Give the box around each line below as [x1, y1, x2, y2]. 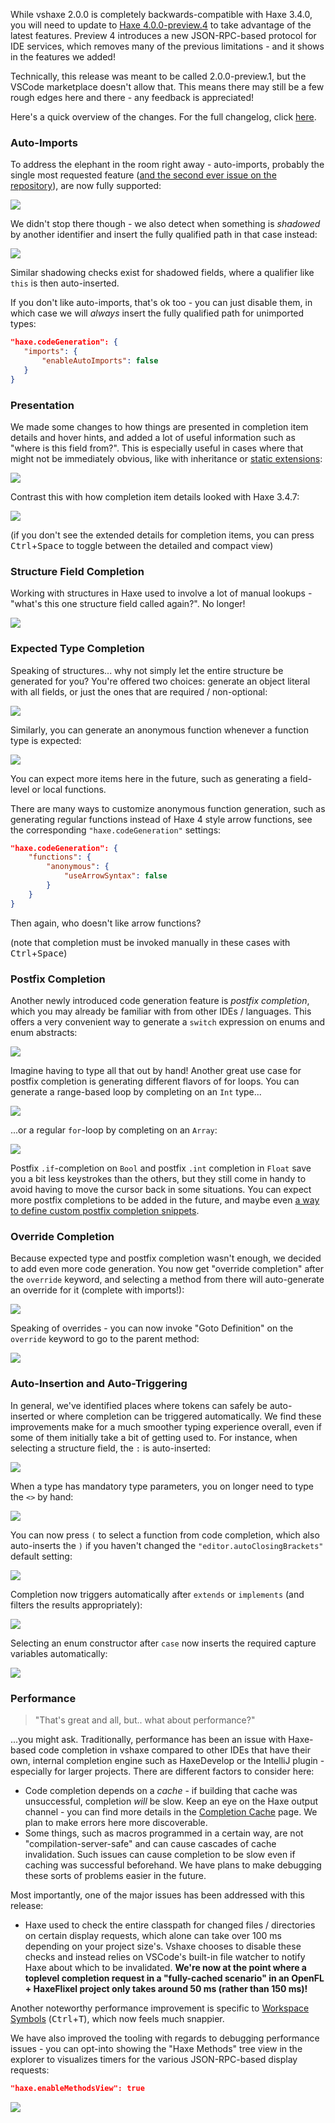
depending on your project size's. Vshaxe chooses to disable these [24, 1940, 302, 1952]
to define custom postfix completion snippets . [10, 1204, 200, 1216]
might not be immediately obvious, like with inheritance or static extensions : [10, 452, 323, 464]
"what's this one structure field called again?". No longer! [10, 598, 246, 610]
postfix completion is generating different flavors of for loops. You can [10, 1075, 300, 1087]
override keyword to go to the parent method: [10, 1333, 200, 1345]
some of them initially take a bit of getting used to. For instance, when [10, 1431, 298, 1443]
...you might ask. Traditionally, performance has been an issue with [10, 1733, 287, 1745]
